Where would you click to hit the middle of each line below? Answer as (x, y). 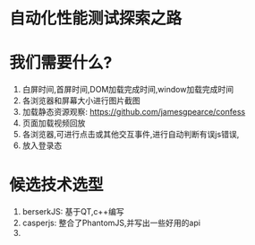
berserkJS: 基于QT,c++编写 (73, 212)
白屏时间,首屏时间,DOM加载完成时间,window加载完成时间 (128, 90)
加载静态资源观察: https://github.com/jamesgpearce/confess (134, 112)
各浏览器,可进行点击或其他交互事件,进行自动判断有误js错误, (131, 135)
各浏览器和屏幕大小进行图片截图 (81, 101)
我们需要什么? (61, 63)
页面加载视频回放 (54, 123)
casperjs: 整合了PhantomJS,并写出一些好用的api (111, 223)
